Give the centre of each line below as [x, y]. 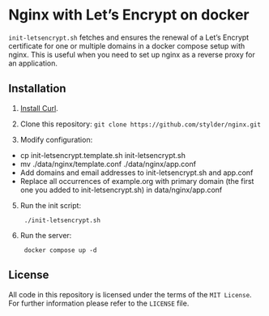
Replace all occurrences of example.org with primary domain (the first [137, 181]
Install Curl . [39, 108]
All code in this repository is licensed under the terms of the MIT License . [130, 294]
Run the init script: [51, 205]
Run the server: [46, 235]
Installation [37, 89]
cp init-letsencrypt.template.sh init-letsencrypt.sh [103, 155]
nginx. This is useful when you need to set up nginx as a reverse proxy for [132, 54]
